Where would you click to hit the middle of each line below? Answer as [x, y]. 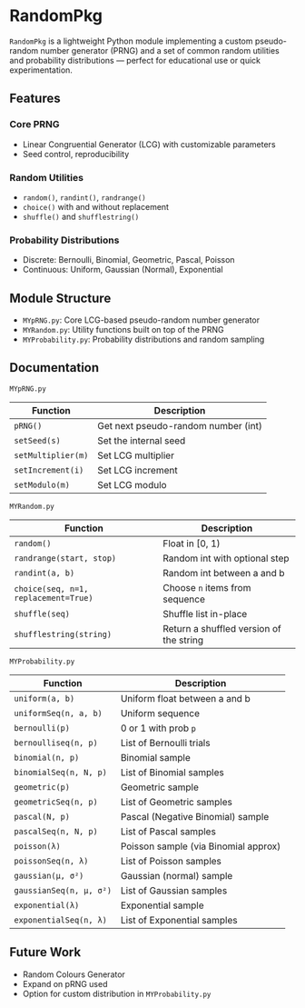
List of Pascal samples [168, 831]
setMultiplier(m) [51, 455]
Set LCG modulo [132, 484]
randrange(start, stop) [65, 558]
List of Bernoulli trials [165, 743]
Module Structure [60, 298]
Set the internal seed [141, 440]
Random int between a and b [224, 573]
